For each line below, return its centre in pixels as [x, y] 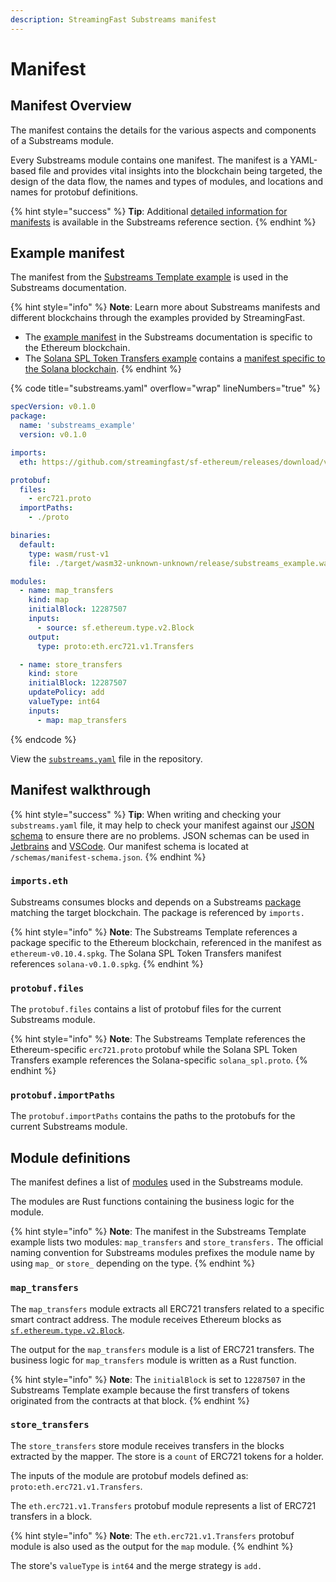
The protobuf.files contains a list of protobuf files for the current [146, 1009]
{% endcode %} [43, 739]
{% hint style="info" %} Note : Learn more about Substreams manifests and [165, 307]
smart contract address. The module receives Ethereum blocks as [146, 1319]
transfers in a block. [51, 1516]
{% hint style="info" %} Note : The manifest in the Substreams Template [158, 1232]
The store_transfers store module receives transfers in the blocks [147, 1445]
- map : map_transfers [82, 720]
